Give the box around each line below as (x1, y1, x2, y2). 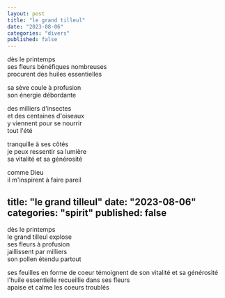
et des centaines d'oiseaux (7, 112, 85, 120)
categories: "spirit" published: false (7, 207, 167, 219)
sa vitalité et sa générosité (7, 155, 83, 164)
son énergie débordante (7, 91, 77, 100)
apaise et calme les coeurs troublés (7, 283, 109, 291)
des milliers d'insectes (7, 104, 72, 113)
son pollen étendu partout (7, 255, 82, 263)
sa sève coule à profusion (7, 84, 82, 92)
